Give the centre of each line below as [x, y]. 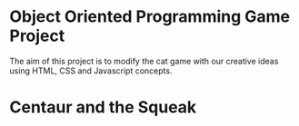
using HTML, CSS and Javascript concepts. [91, 71]
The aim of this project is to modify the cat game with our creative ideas [144, 61]
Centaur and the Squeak [103, 107]
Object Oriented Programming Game [150, 17]
